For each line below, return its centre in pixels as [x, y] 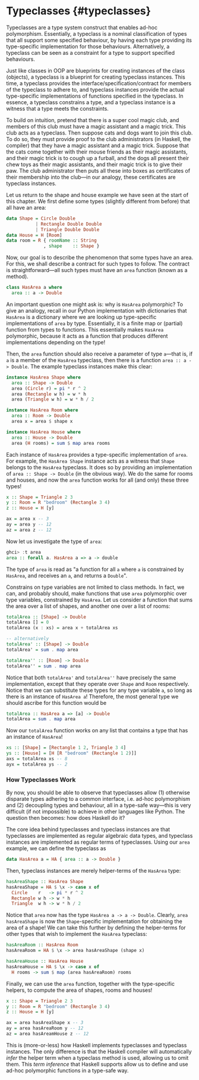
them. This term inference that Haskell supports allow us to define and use [97, 1064]
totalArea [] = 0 [28, 622]
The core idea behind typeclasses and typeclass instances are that [88, 829]
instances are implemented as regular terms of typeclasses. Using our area [98, 842]
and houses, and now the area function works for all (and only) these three [97, 480]
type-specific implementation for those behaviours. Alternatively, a [88, 46]
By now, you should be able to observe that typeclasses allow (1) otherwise [98, 792]
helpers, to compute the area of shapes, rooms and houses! [79, 990]
